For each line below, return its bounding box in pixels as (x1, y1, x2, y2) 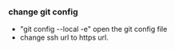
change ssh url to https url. (19, 33, 109, 42)
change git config (8, 6, 78, 17)
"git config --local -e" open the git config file (19, 25, 168, 34)
